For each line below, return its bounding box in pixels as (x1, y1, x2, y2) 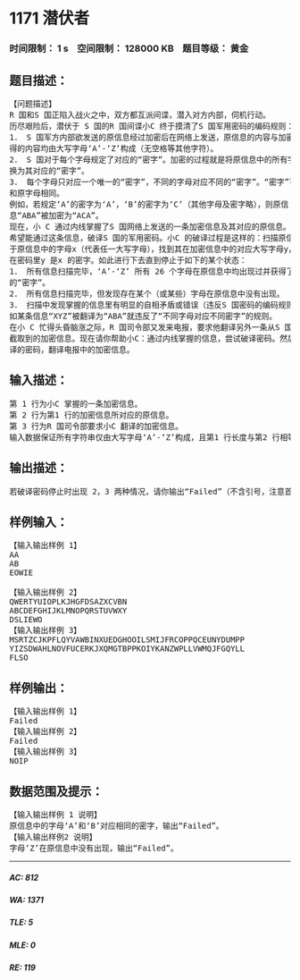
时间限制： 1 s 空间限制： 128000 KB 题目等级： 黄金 (9, 42, 249, 55)
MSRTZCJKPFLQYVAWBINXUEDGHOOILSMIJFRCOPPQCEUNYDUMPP (9, 635, 246, 645)
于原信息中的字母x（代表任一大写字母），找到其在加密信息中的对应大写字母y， (9, 243, 296, 254)
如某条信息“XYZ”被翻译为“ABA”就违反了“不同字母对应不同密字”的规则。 (9, 310, 278, 321)
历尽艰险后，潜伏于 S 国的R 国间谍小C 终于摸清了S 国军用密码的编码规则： (9, 121, 295, 131)
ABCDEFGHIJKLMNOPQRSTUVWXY (9, 605, 128, 616)
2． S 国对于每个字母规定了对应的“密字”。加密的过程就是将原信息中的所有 (9, 154, 288, 165)
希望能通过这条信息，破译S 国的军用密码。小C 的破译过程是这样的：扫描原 (9, 232, 287, 242)
